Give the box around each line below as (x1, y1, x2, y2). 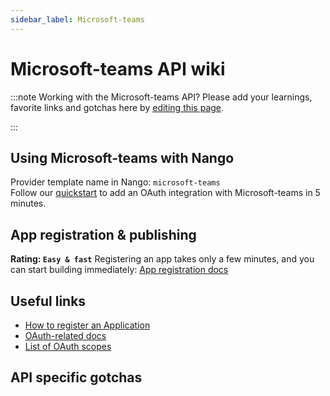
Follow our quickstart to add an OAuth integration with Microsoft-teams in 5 (10, 187, 321, 199)
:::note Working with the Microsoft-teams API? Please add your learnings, (10, 91, 313, 103)
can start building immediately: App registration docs (10, 264, 229, 276)
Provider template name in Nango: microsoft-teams (10, 176, 221, 188)
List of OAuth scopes (24, 341, 112, 352)
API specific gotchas (10, 369, 143, 386)
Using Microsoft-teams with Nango (10, 149, 235, 166)
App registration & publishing (10, 226, 197, 243)
